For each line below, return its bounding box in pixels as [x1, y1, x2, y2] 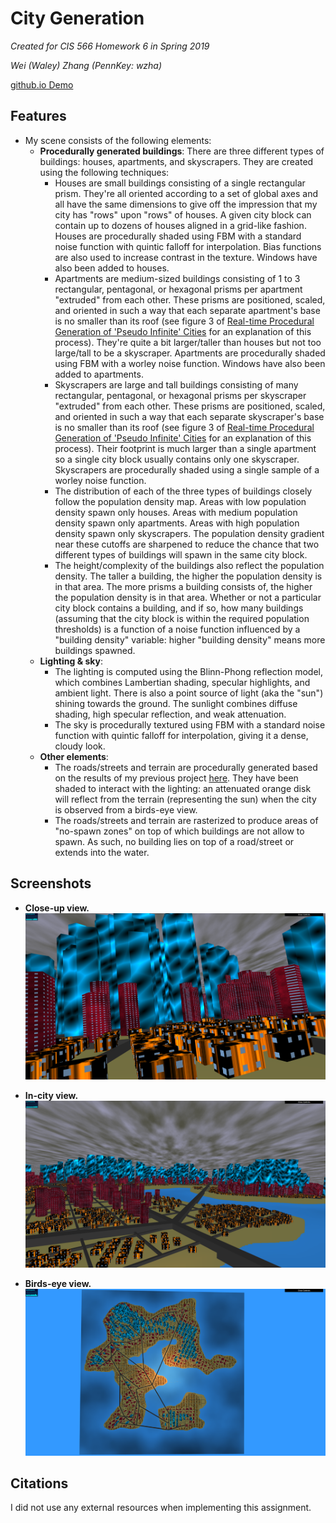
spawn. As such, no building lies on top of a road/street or [54, 835, 295, 847]
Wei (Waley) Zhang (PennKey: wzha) [10, 59, 163, 71]
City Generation [10, 7, 145, 30]
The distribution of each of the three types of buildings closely [54, 485, 313, 497]
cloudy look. [54, 740, 106, 752]
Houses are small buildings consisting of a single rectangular [54, 177, 306, 189]
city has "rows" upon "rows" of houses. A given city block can [54, 208, 312, 221]
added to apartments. [54, 368, 144, 380]
